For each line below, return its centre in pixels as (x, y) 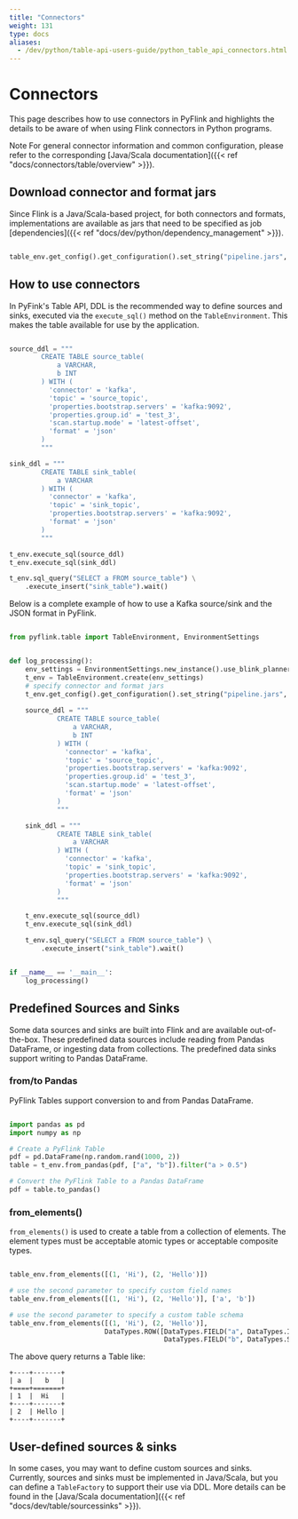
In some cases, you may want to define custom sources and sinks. (131, 1468)
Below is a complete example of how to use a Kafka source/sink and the (141, 604)
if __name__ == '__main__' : (61, 972)
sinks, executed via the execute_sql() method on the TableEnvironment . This (149, 315)
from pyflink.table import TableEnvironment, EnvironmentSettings (134, 637)
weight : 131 (31, 26)
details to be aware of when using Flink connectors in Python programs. (141, 129)
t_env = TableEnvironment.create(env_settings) (114, 677)
